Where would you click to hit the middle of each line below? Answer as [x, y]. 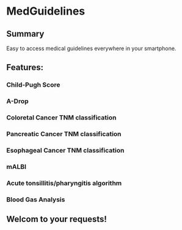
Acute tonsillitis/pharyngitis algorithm [64, 183]
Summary [25, 34]
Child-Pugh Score [33, 85]
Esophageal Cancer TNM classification [65, 150]
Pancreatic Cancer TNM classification [64, 134]
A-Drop [17, 101]
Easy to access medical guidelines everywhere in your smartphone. [91, 48]
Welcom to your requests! [56, 219]
